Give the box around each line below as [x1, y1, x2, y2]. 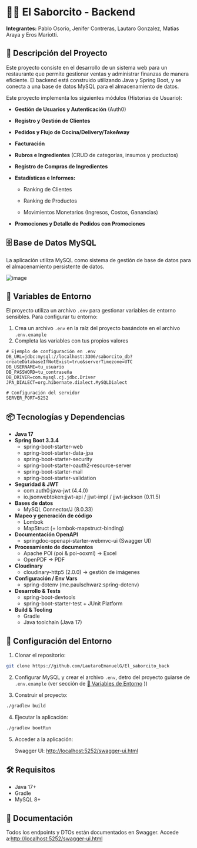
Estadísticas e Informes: [14, 174, 76, 181]
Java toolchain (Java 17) [23, 619, 82, 626]
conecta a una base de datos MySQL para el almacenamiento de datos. [6, 83, 179, 90]
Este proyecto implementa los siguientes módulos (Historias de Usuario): [6, 94, 182, 101]
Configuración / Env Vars [14, 575, 78, 582]
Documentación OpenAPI [14, 531, 78, 538]
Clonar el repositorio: [14, 652, 66, 658]
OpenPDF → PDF [23, 556, 65, 563]
